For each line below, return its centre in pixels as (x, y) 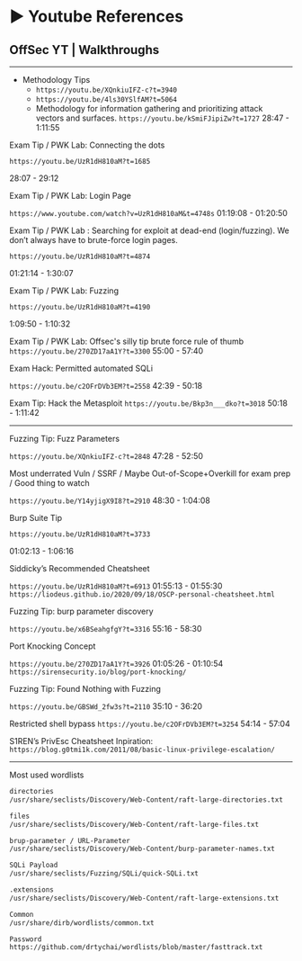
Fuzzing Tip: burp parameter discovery (82, 611)
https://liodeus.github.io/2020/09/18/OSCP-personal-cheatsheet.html (142, 595)
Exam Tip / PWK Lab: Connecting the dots (87, 145)
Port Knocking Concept (53, 646)
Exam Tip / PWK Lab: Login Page (71, 196)
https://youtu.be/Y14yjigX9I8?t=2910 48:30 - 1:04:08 (110, 500)
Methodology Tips (56, 80)
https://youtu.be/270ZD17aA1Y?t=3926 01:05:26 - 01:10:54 (116, 664)
